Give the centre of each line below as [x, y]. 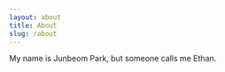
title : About [33, 25]
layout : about [35, 17]
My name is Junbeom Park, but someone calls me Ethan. [113, 59]
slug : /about [33, 33]
